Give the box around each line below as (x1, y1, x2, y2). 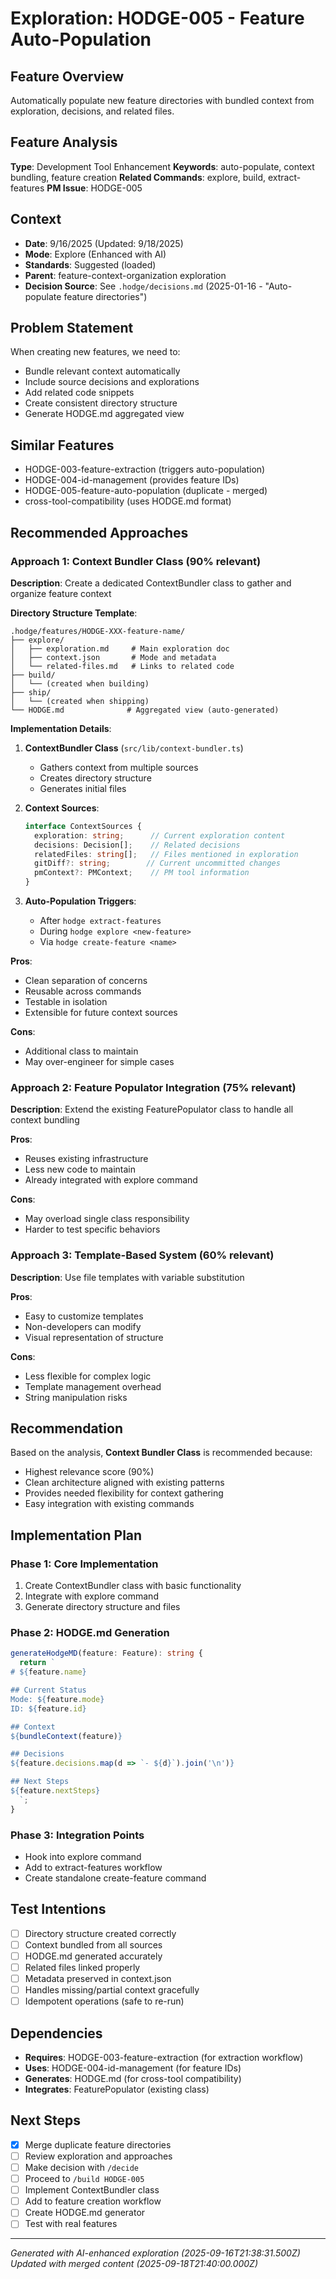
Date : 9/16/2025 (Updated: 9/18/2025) (24, 237, 184, 249)
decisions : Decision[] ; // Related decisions (34, 840, 241, 850)
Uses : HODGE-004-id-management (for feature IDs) (24, 2062, 242, 2074)
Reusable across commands (24, 985, 142, 997)
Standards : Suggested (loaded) (24, 258, 157, 271)
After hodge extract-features (39, 915, 162, 927)
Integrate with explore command (24, 1590, 159, 1602)
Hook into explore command (24, 1851, 142, 1862)
